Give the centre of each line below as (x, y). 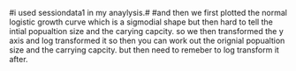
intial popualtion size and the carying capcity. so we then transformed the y (147, 31)
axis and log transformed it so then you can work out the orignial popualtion (147, 40)
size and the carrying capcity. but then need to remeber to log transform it (144, 50)
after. (19, 59)
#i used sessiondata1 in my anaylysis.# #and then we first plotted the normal (148, 13)
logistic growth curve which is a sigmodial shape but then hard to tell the (141, 22)
